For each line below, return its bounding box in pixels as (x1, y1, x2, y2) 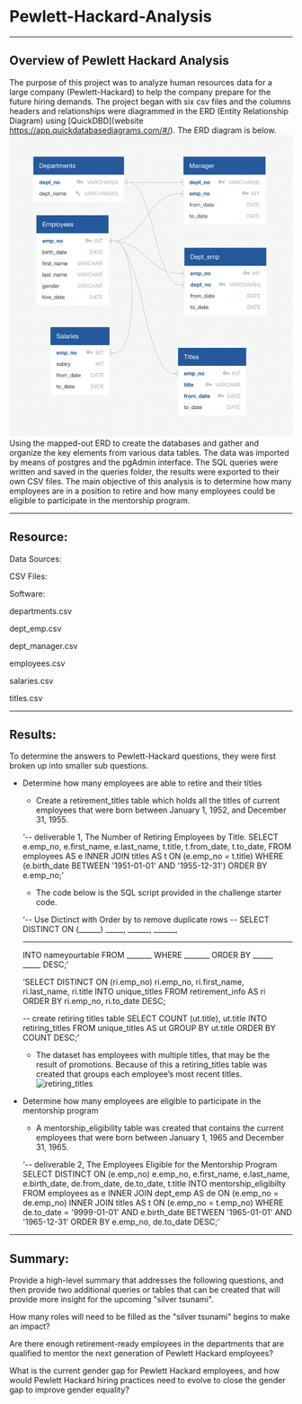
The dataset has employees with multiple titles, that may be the (35, 1050, 271, 1061)
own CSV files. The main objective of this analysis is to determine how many (9, 475, 292, 486)
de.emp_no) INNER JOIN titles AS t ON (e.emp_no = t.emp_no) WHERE (22, 1197, 284, 1208)
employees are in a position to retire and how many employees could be (9, 485, 276, 496)
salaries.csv (9, 675, 54, 686)
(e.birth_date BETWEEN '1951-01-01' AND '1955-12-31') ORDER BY (22, 860, 268, 871)
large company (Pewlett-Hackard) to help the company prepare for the (9, 86, 271, 97)
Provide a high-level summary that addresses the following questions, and (9, 1275, 285, 1286)
